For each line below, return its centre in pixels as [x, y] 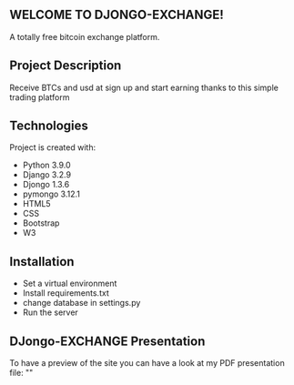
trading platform [40, 97]
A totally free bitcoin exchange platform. [85, 36]
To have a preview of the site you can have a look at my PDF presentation [147, 363]
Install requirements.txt [66, 293]
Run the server [51, 312]
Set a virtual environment [70, 284]
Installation [42, 262]
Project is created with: [53, 147]
